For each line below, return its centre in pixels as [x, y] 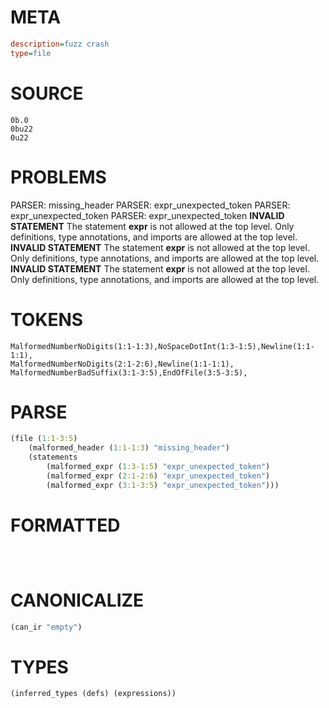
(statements [53, 457]
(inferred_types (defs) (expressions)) [93, 694]
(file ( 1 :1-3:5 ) [44, 439]
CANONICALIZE [77, 600]
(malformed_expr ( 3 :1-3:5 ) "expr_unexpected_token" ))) [163, 485]
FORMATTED [65, 525]
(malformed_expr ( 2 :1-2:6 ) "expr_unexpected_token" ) [158, 476]
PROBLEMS [58, 177]
